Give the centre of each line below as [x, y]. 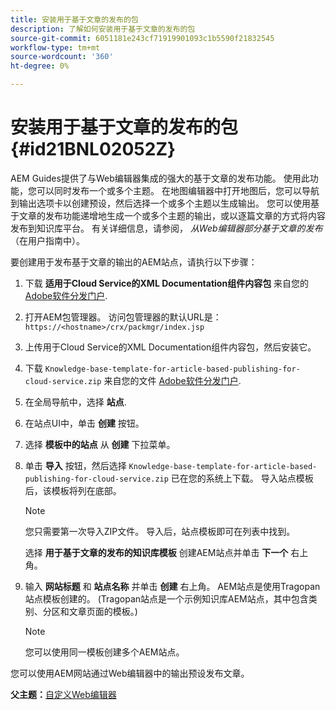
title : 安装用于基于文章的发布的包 [74, 19]
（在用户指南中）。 [47, 240]
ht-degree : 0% [40, 66]
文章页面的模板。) [103, 611]
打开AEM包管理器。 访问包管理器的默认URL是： [123, 317]
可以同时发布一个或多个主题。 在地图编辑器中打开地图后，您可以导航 [178, 190]
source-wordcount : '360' [62, 57]
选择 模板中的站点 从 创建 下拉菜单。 [100, 444]
